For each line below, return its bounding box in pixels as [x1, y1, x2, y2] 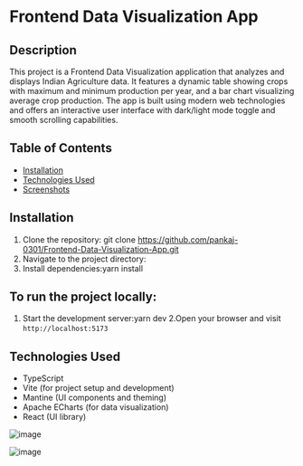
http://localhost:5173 [22, 324, 109, 334]
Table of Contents [9, 140, 113, 156]
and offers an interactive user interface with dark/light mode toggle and [9, 105, 276, 115]
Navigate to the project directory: [22, 253, 147, 264]
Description [9, 43, 77, 58]
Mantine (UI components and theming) [22, 392, 167, 404]
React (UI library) [22, 412, 87, 423]
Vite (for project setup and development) [22, 383, 175, 394]
